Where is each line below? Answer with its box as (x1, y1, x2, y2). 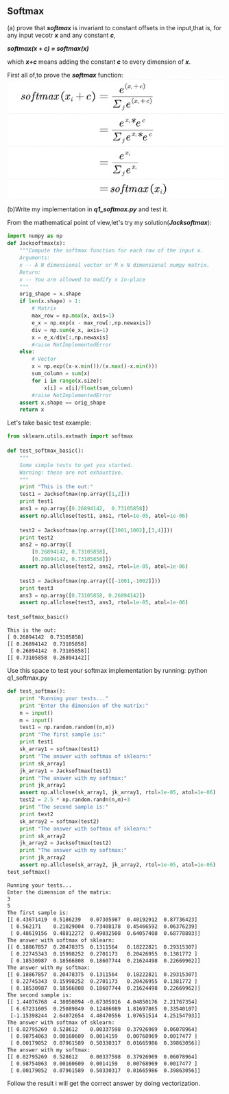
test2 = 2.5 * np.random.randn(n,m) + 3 (19, 796, 130, 803)
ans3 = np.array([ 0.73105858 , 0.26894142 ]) (19, 592, 146, 599)
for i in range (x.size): (32, 377, 103, 384)
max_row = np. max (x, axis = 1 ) (32, 312, 115, 320)
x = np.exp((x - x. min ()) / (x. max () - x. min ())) (32, 363, 158, 370)
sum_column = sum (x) (32, 370, 91, 377)
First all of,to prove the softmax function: (7, 71, 123, 79)
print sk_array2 (19, 833, 67, 840)
